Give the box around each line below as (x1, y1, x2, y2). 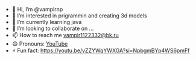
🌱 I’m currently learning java (11, 19, 82, 25)
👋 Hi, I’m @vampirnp (11, 6, 63, 13)
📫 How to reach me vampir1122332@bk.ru (11, 32, 119, 38)
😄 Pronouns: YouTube (11, 40, 68, 47)
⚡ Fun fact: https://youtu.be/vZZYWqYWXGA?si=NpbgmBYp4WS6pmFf (11, 47, 190, 54)
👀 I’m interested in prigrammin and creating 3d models (11, 12, 147, 19)
